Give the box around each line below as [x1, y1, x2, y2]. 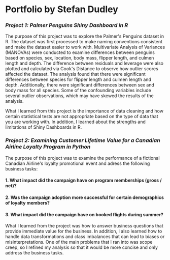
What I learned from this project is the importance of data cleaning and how [5, 108, 164, 114]
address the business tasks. [5, 250, 64, 256]
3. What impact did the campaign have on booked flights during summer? [5, 211, 163, 217]
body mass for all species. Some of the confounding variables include [5, 88, 151, 94]
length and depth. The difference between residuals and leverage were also [5, 60, 164, 67]
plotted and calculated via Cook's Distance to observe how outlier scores [5, 66, 158, 72]
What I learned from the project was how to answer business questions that [5, 223, 163, 229]
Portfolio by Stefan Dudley [5, 4, 118, 15]
